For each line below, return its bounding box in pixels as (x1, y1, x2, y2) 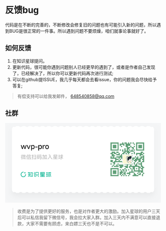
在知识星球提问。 (12, 58, 47, 64)
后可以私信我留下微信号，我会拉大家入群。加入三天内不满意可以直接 (17, 214, 156, 220)
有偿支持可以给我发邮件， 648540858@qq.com (17, 93, 115, 99)
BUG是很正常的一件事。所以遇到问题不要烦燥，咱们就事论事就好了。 (9, 28, 149, 34)
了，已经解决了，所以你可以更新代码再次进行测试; (12, 70, 114, 76)
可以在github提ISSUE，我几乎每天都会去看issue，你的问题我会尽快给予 (12, 76, 157, 82)
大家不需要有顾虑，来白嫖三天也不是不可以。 (26, 221, 117, 227)
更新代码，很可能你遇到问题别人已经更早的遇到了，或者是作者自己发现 (12, 64, 156, 70)
